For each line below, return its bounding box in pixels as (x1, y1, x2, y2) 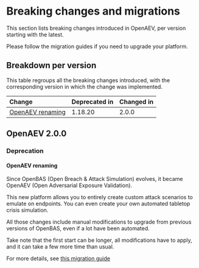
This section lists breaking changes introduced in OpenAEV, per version (6, 24, 186, 32)
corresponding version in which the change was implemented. (6, 83, 163, 90)
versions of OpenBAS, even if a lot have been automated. (6, 225, 150, 232)
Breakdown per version (6, 60, 97, 71)
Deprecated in (71, 97, 114, 106)
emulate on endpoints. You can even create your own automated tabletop (6, 200, 190, 208)
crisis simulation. (6, 206, 49, 214)
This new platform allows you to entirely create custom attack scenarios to (6, 194, 193, 201)
